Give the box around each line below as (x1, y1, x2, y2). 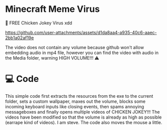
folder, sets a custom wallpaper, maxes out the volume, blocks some (5, 98, 146, 104)
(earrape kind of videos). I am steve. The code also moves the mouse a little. (5, 119, 163, 125)
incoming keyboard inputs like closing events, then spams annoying (5, 103, 145, 110)
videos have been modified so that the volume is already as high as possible (5, 114, 162, 120)
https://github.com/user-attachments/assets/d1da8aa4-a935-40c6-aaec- (5, 29, 157, 35)
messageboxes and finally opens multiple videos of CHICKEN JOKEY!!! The (5, 109, 160, 115)
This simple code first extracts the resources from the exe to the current (5, 93, 154, 99)
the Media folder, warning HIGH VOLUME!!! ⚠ (5, 55, 100, 61)
